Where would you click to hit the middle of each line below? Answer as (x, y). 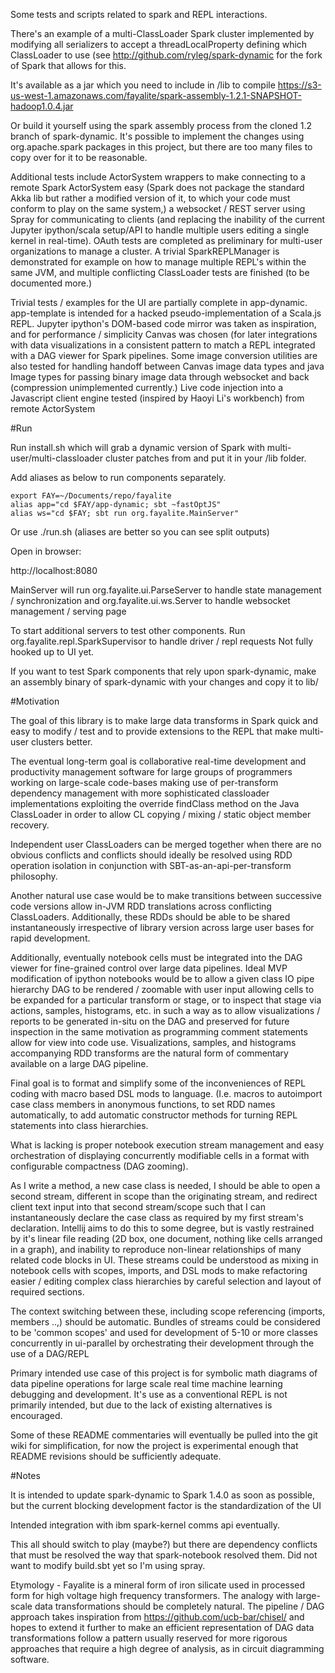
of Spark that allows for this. (68, 65)
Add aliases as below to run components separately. (118, 477)
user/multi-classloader (57, 458)
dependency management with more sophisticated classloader (140, 793)
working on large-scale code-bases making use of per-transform (144, 782)
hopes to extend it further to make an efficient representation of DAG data (162, 1627)
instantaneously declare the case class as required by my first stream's (157, 1217)
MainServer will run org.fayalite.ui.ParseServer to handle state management (166, 590)
